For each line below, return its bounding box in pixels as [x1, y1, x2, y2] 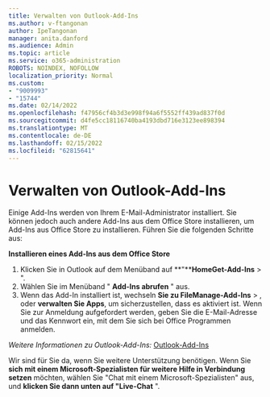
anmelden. [19, 325, 56, 334]
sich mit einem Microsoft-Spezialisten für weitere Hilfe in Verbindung [8, 364, 246, 374]
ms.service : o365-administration [8, 57, 121, 65]
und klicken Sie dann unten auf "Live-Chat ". [8, 382, 160, 391]
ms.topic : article [8, 49, 70, 57]
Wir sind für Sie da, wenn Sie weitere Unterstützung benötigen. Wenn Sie [8, 356, 251, 366]
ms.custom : [8, 79, 45, 87]
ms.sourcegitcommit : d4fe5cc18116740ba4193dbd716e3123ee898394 [8, 117, 226, 125]
